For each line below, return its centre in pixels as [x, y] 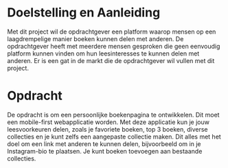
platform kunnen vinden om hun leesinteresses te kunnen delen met [103, 53]
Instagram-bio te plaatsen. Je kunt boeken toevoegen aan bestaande [105, 151]
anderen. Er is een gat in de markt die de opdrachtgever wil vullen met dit [111, 60]
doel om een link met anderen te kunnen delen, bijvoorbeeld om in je [104, 144]
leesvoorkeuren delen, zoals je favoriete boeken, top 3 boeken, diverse [107, 129]
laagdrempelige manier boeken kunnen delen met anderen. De [95, 38]
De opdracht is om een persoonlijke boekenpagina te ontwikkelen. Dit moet [113, 115]
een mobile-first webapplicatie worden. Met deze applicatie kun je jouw [108, 122]
